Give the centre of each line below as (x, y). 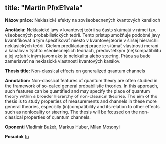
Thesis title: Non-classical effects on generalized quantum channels (75, 71)
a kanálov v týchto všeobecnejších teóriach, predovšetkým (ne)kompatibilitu (83, 50)
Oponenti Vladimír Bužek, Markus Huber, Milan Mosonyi (63, 127)
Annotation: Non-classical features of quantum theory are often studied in (81, 80)
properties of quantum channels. (57, 117)
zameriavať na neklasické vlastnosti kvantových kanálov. (63, 61)
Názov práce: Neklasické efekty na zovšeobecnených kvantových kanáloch (83, 20)
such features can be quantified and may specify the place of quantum (78, 91)
